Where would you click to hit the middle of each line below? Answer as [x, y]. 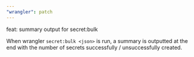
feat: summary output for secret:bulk [52, 29]
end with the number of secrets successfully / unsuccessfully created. [94, 47]
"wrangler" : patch [29, 12]
